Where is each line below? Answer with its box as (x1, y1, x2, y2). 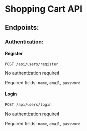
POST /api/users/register (5, 61, 58, 66)
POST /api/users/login (5, 102, 52, 107)
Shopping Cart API (5, 3, 83, 15)
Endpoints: (5, 23, 39, 32)
